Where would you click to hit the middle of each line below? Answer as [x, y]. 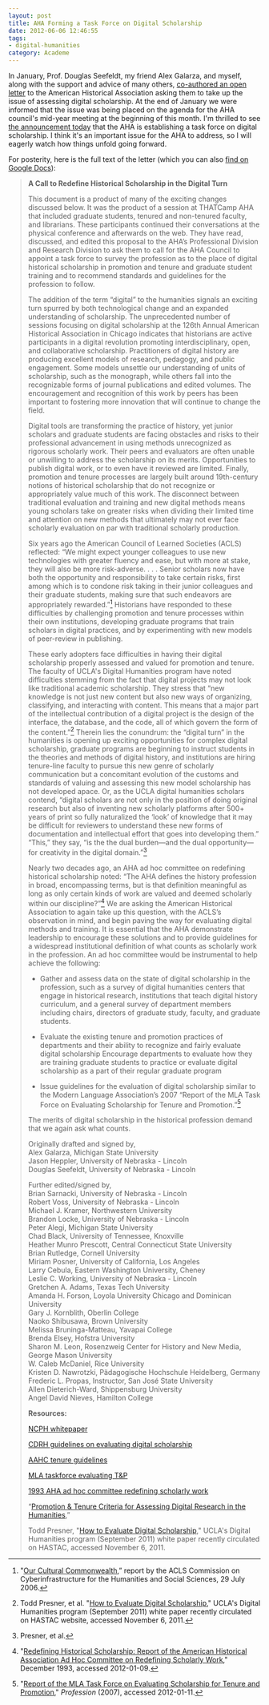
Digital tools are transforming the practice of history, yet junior [130, 426]
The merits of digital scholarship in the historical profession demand [140, 1120]
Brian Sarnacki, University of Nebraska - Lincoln [107, 1194]
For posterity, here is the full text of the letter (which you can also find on [128, 159]
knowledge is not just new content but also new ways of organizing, [140, 696]
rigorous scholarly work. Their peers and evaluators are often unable [141, 451]
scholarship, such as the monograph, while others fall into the [130, 376]
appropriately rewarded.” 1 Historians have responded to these [130, 604]
